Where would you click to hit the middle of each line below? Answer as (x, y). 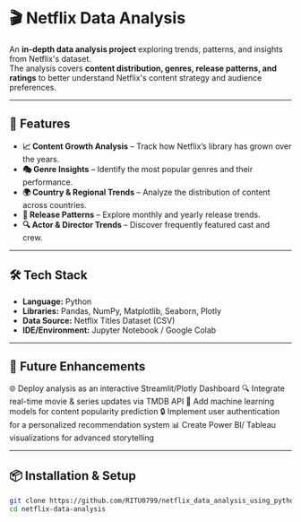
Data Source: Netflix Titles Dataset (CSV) (99, 320)
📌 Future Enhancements (77, 366)
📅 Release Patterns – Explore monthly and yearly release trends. (142, 214)
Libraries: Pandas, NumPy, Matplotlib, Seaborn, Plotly (122, 310)
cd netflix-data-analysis (57, 509)
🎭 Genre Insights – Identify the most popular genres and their (138, 169)
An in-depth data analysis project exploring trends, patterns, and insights (146, 49)
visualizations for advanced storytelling (82, 438)
